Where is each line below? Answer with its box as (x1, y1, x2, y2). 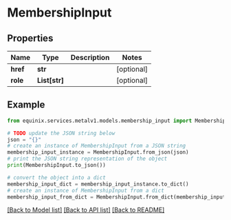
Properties (7, 32, 54, 44)
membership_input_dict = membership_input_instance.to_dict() (7, 181, 189, 188)
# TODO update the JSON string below (7, 130, 115, 137)
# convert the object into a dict (7, 174, 107, 181)
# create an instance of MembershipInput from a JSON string (7, 143, 186, 150)
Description (70, 53, 110, 62)
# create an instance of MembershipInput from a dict (7, 187, 165, 194)
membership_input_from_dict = (7, 193, 94, 201)
